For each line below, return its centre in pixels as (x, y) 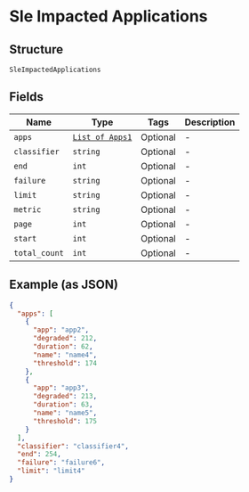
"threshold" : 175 (65, 421)
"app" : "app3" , (61, 388)
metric (28, 209)
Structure (36, 49)
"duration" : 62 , (63, 347)
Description (210, 122)
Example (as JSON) (64, 285)
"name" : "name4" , (65, 355)
